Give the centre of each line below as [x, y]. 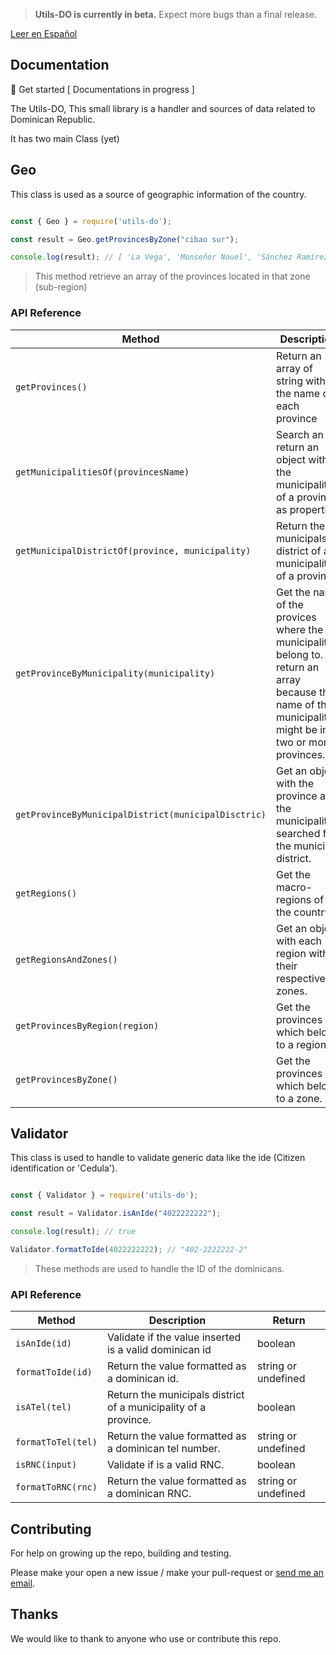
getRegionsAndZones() [66, 959]
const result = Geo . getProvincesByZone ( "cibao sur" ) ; [125, 239]
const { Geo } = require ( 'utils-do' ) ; [91, 221]
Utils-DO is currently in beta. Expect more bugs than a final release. [176, 14]
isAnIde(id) [44, 1343]
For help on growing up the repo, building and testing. [121, 1553]
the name [298, 393]
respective [301, 978]
